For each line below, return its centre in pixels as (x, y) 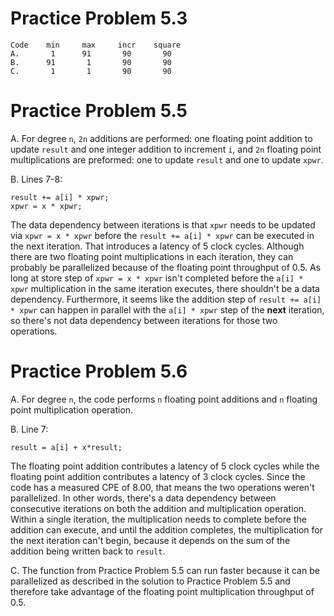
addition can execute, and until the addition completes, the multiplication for (166, 529)
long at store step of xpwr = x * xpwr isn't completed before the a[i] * (157, 278)
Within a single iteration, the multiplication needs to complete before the (158, 519)
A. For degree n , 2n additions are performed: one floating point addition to (161, 138)
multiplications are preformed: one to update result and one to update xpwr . (167, 159)
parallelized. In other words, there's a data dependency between (143, 498)
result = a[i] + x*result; (66, 447)
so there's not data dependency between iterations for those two (144, 320)
